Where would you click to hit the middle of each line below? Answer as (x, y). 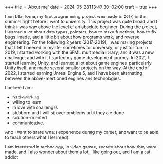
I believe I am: (19, 88)
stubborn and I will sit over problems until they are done (68, 113)
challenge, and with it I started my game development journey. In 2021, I (77, 57)
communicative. (28, 123)
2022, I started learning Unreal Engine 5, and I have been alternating (73, 73)
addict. (12, 157)
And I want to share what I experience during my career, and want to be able (82, 132)
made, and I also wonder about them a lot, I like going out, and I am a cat (78, 152)
